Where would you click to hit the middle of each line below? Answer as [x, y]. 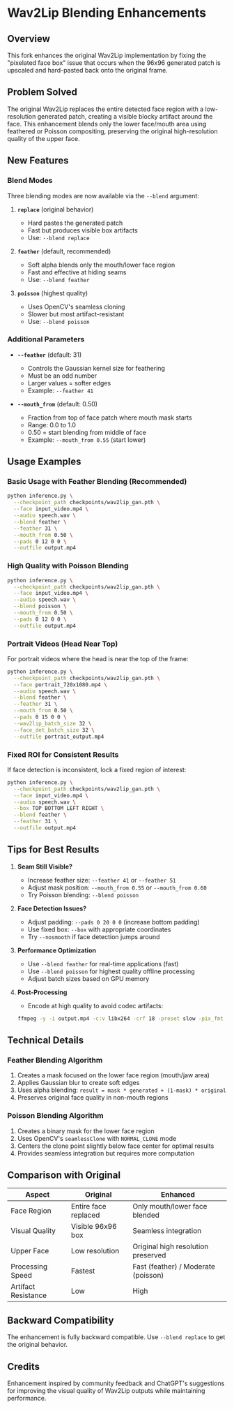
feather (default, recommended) [64, 251]
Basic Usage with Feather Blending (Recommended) [97, 482]
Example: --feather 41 [61, 390]
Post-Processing [42, 992]
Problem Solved [42, 92]
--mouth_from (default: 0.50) [57, 404]
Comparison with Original [64, 1175]
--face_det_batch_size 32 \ [54, 730]
